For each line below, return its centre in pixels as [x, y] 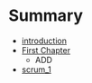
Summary [46, 16]
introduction [44, 41]
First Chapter [46, 50]
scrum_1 [36, 69]
